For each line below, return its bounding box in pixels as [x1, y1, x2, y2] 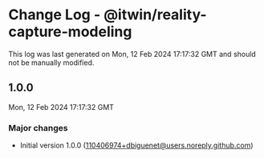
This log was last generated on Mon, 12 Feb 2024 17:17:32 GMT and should [8, 49, 257, 59]
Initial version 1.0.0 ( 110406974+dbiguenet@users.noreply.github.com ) [19, 140, 254, 150]
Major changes [8, 122, 68, 133]
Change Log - [8, 6, 101, 24]
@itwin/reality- [103, 6, 207, 24]
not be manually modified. [8, 58, 95, 67]
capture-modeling [8, 22, 132, 41]
